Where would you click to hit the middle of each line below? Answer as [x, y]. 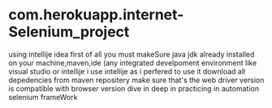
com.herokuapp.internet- [96, 15]
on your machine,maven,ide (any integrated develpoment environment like [133, 63]
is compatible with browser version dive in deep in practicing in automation [134, 88]
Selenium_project [69, 32]
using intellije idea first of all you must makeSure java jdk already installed [132, 54]
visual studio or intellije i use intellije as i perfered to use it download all [127, 71]
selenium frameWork [43, 97]
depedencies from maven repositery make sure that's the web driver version [136, 80]
